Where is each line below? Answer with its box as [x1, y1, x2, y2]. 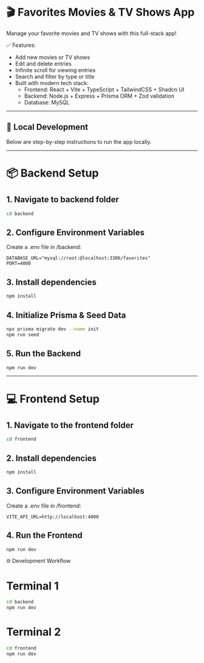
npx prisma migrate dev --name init [6, 326, 99, 332]
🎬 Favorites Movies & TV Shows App [6, 5, 195, 19]
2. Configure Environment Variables [6, 228, 144, 238]
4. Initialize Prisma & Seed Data [6, 310, 126, 320]
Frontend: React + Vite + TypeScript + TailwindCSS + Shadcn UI [24, 86, 185, 93]
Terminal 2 [6, 625, 61, 639]
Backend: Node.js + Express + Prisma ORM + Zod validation [24, 92, 175, 100]
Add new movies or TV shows [15, 53, 90, 61]
